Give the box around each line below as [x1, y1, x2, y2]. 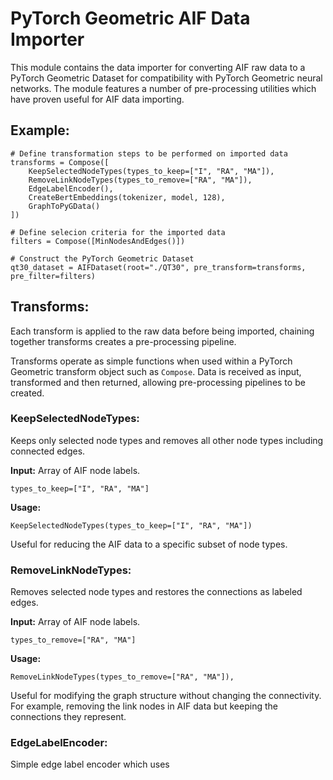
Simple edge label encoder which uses [10, 758, 170, 771]
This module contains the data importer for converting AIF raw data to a [10, 61, 306, 73]
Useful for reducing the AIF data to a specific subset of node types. [10, 538, 288, 550]
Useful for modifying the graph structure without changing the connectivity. [10, 690, 322, 702]
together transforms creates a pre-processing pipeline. [10, 335, 237, 347]
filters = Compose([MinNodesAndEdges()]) [10, 236, 186, 246]
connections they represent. [10, 711, 127, 723]
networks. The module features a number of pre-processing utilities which [10, 82, 317, 94]
